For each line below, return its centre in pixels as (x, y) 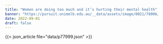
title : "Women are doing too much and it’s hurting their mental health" (81, 9)
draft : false (18, 23)
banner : (13, 14)
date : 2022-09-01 (23, 18)
